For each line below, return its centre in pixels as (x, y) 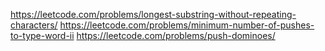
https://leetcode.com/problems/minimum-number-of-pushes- (187, 25)
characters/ (34, 25)
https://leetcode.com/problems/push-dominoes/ (176, 35)
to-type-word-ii (42, 35)
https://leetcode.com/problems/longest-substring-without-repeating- (153, 14)
